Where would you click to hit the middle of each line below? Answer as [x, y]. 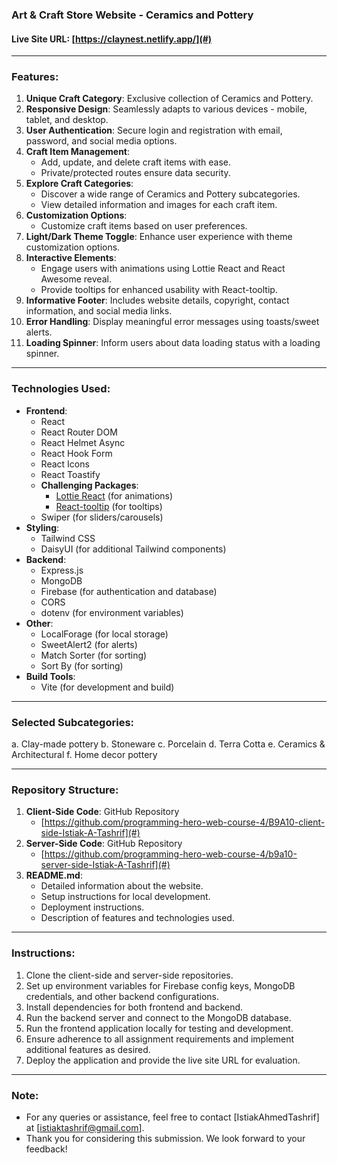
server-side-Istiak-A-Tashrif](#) [105, 865]
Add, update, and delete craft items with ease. [136, 162]
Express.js [62, 570]
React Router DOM [79, 432]
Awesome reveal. [76, 279]
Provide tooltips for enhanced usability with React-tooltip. [159, 290]
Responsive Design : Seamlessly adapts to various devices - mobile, [166, 109]
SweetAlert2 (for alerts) [89, 644]
